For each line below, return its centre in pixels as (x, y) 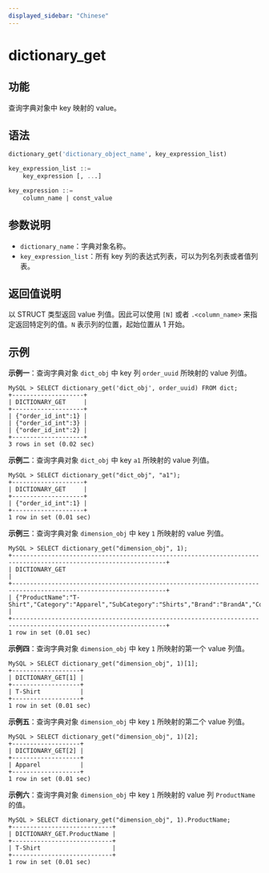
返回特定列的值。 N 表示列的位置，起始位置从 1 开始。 (102, 325)
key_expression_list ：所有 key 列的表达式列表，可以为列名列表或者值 (135, 256)
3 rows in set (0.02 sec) (51, 445)
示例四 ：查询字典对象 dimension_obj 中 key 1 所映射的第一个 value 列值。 (129, 649)
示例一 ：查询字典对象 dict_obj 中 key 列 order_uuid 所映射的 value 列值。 (130, 373)
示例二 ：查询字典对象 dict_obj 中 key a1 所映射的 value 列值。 (111, 460)
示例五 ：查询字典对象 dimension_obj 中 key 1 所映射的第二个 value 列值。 (129, 721)
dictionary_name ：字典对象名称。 (75, 246)
